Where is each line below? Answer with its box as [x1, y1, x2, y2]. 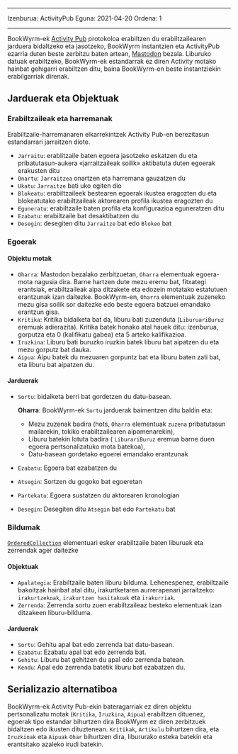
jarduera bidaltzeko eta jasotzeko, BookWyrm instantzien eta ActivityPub [7, 42, 220, 50]
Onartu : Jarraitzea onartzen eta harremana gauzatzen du [17, 174, 186, 182]
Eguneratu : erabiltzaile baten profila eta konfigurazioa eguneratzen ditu [17, 203, 225, 213]
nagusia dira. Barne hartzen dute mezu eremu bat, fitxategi [34, 277, 207, 286]
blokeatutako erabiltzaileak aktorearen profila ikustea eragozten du [17, 196, 213, 205]
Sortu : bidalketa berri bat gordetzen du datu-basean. [17, 393, 172, 401]
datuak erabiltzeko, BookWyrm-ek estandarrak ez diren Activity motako [7, 57, 217, 65]
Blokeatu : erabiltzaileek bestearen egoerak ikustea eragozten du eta [17, 188, 217, 197]
